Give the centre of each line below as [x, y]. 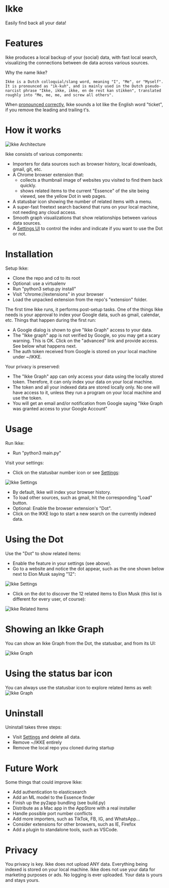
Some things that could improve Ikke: [44, 782]
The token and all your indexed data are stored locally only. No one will [86, 387]
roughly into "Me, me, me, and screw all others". [60, 95]
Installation [29, 254]
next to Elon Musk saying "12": [44, 574]
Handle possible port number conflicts [52, 814]
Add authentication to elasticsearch [49, 792]
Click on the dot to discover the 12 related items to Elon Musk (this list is [87, 594]
